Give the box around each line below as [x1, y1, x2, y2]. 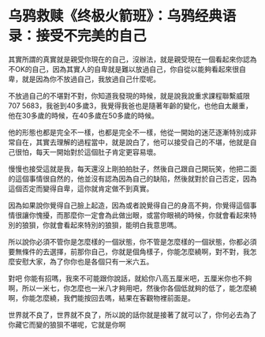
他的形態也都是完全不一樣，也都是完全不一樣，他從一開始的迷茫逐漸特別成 [8, 127, 250, 137]
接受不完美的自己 [35, 27, 147, 45]
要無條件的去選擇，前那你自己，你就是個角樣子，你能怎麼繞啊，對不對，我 [8, 246, 250, 256]
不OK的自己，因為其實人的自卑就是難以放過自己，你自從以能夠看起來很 [8, 64, 240, 73]
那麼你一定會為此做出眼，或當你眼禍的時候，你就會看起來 [62, 210, 250, 219]
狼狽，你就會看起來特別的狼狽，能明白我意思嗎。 [21, 220, 181, 230]
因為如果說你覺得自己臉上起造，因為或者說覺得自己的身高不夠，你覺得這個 [8, 200, 250, 210]
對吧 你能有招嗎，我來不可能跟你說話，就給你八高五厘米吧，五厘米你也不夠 [8, 273, 252, 283]
